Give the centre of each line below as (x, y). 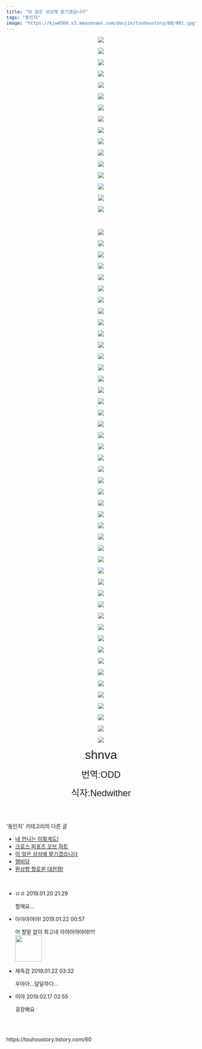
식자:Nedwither (101, 793)
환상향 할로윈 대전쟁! (39, 869)
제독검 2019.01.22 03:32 (44, 971)
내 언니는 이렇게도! (37, 839)
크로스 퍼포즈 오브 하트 (41, 847)
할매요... (25, 906)
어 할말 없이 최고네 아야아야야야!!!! (55, 932)
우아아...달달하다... (37, 984)
